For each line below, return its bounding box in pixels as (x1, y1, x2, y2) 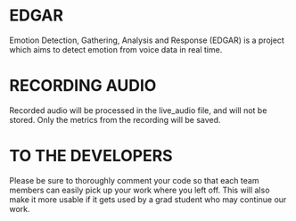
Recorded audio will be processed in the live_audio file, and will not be (9, 104, 267, 116)
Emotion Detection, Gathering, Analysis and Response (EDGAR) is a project (9, 35, 285, 45)
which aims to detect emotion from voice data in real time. (9, 44, 223, 54)
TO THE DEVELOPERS (9, 146, 173, 166)
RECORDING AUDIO (9, 76, 157, 96)
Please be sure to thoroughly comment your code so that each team (9, 175, 259, 185)
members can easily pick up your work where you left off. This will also (9, 184, 270, 195)
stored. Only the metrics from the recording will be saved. (9, 114, 221, 125)
